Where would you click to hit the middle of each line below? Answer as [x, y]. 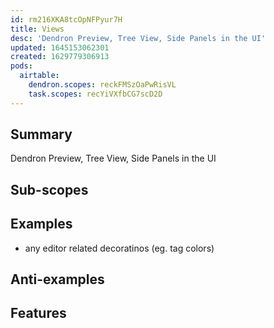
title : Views [37, 29]
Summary [41, 134]
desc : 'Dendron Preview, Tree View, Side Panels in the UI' [138, 38]
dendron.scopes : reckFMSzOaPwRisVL [102, 85]
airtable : [39, 76]
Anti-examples [57, 279]
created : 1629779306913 [60, 57]
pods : [21, 66]
